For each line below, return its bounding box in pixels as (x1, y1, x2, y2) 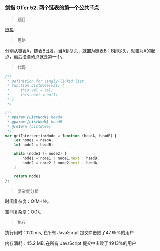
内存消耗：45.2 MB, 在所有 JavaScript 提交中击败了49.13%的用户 (5, 240, 136, 246)
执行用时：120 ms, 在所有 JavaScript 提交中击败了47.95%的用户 (5, 229, 134, 235)
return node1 (14, 173, 41, 179)
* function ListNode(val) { (7, 84, 65, 88)
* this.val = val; (7, 87, 54, 93)
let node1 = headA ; (14, 138, 54, 143)
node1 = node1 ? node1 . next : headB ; (23, 156, 99, 161)
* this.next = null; (7, 92, 58, 97)
